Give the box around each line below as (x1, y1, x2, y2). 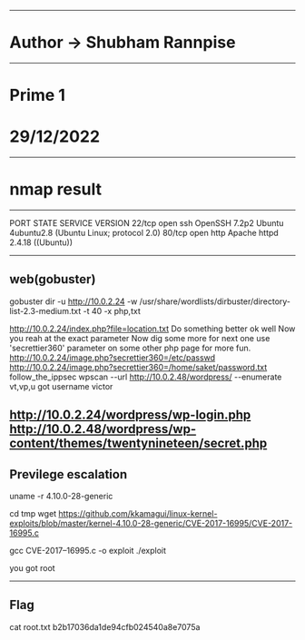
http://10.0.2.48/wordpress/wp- (9, 421, 197, 437)
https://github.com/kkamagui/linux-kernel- (58, 508, 218, 519)
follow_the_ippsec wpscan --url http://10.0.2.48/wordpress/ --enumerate (9, 371, 282, 382)
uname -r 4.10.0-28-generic (9, 491, 113, 502)
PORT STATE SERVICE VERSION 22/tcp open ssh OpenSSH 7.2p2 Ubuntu (9, 218, 284, 228)
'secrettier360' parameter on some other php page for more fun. (9, 342, 251, 353)
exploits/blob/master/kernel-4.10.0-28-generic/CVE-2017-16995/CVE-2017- (9, 518, 293, 529)
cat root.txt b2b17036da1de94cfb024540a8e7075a (9, 621, 201, 632)
